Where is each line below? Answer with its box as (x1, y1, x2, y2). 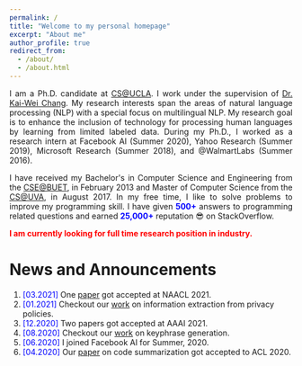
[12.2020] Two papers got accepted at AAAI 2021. (22, 317, 209, 328)
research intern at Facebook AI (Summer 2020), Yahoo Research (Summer (9, 136, 293, 147)
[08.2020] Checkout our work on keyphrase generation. (22, 327, 230, 338)
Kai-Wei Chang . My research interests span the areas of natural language (9, 97, 293, 108)
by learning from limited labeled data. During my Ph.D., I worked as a (9, 126, 293, 137)
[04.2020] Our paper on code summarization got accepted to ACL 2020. (22, 346, 292, 357)
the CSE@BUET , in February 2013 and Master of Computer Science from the (9, 182, 293, 192)
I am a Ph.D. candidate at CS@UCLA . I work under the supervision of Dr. (9, 87, 294, 99)
